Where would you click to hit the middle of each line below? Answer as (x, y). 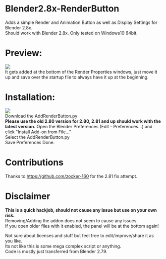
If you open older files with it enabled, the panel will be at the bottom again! (82, 226)
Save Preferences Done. (30, 142)
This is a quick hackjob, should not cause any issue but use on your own (81, 210)
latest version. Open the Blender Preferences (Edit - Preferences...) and (79, 126)
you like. (14, 241)
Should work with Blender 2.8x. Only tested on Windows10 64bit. (71, 33)
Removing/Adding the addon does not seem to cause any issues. (71, 220)
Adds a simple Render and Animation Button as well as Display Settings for (81, 22)
